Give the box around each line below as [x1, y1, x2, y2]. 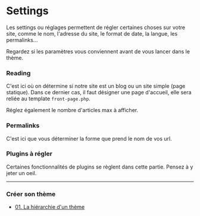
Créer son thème [6, 190, 56, 198]
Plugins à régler [6, 150, 52, 158]
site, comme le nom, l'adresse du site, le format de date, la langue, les [6, 30, 178, 37]
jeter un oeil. [6, 169, 37, 176]
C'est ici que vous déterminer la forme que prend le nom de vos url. [6, 135, 172, 142]
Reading [6, 69, 31, 77]
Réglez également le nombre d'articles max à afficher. [6, 107, 139, 114]
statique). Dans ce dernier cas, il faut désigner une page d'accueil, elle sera [6, 89, 192, 96]
